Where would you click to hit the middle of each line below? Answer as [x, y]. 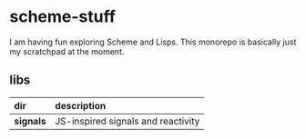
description [80, 105]
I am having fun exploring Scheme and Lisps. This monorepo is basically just [153, 42]
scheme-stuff [63, 17]
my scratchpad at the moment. [67, 51]
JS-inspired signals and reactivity [127, 121]
